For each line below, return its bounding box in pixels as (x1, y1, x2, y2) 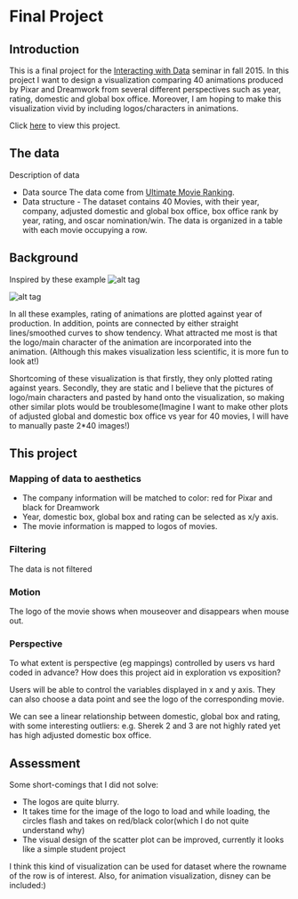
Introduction (9, 42, 80, 57)
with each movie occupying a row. (21, 224, 149, 235)
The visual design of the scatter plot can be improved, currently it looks (21, 834, 285, 846)
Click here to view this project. (9, 120, 121, 131)
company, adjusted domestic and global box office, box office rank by (21, 205, 278, 216)
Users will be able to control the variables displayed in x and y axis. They (9, 685, 276, 695)
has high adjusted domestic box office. (9, 730, 152, 741)
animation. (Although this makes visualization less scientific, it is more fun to (9, 346, 289, 357)
